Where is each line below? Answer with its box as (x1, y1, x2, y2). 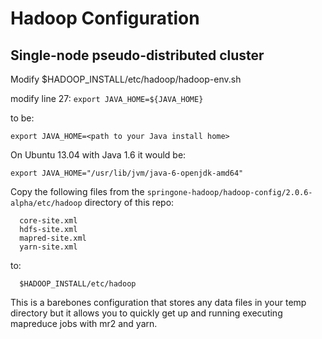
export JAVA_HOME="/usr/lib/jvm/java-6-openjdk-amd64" (10, 168, 244, 178)
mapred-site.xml (19, 233, 87, 243)
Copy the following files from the (10, 186, 145, 197)
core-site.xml (19, 216, 78, 226)
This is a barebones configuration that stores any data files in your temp (10, 297, 307, 308)
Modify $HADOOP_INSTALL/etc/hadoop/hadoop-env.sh (10, 73, 242, 85)
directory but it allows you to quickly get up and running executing (10, 307, 283, 319)
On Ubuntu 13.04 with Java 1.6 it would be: (10, 149, 187, 161)
